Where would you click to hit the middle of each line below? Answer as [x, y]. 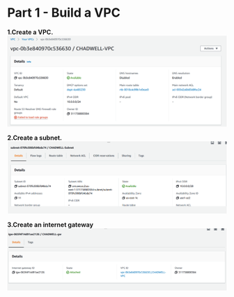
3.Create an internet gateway [50, 225]
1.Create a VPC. [30, 32]
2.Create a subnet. [35, 138]
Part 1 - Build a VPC [64, 13]
